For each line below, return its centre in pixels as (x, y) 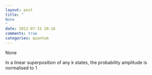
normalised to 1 (21, 68)
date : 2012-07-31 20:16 (31, 29)
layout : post (19, 10)
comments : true (21, 33)
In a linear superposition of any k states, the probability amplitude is (76, 62)
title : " (14, 15)
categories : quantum (27, 39)
